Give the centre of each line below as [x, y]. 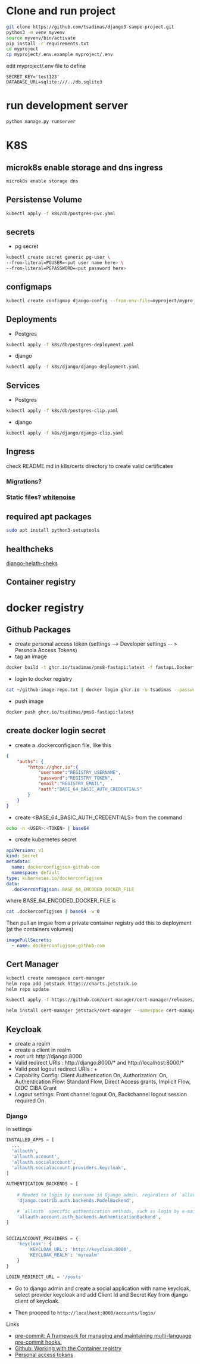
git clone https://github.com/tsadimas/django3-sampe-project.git [90, 27]
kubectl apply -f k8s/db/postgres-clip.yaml [62, 411]
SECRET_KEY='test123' [33, 77]
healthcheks [30, 549]
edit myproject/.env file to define [46, 66]
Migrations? [24, 481]
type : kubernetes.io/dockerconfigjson [54, 878]
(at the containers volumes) [40, 929]
